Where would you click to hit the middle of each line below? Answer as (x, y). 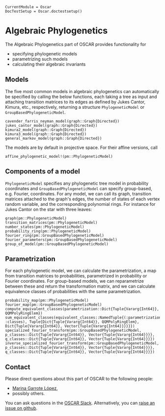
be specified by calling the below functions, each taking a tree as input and (81, 97)
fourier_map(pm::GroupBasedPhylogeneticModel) (54, 305)
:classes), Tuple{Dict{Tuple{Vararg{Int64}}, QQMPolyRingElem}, (72, 322)
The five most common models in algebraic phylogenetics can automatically (82, 91)
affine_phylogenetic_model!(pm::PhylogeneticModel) (59, 156)
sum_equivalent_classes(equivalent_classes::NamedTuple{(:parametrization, (84, 318)
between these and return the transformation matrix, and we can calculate (80, 286)
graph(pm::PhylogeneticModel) (36, 218)
